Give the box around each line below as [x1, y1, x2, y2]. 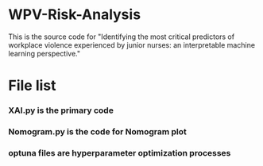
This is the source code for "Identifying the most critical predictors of [8, 32, 235, 41]
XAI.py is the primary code [8, 105, 114, 116]
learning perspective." [8, 48, 81, 58]
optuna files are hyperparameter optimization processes [8, 147, 231, 158]
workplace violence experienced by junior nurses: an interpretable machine [8, 40, 256, 49]
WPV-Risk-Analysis [8, 6, 141, 24]
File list [8, 77, 57, 95]
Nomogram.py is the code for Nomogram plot [8, 125, 187, 137]
